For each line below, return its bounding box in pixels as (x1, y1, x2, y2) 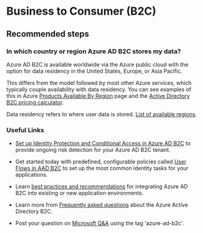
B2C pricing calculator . (6, 98, 64, 106)
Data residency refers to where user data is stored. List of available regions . (6, 110, 197, 117)
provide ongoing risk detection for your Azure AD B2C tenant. (15, 146, 171, 153)
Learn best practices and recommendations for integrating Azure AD (15, 183, 188, 190)
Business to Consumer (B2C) (6, 4, 157, 18)
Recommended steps (6, 29, 89, 39)
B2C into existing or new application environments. (15, 190, 144, 197)
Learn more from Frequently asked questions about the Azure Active (15, 201, 188, 209)
